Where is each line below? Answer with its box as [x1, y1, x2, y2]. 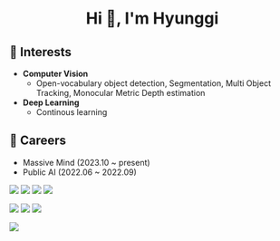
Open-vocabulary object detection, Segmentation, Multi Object [35, 78, 272, 89]
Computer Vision [22, 68, 89, 79]
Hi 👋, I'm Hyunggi [85, 8, 219, 29]
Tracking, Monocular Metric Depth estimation [35, 88, 206, 98]
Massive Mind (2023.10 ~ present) [22, 157, 151, 168]
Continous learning [35, 107, 108, 117]
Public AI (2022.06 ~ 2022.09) [22, 167, 138, 178]
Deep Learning [22, 97, 80, 108]
